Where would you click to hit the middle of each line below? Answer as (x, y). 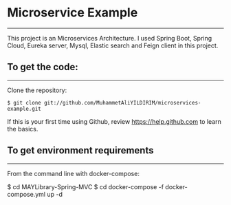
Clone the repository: (37, 90)
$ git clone (24, 102)
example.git (24, 109)
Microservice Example (73, 13)
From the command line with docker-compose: (73, 173)
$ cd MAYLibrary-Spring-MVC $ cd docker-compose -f (85, 186)
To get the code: (43, 67)
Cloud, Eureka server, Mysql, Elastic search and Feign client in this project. (113, 45)
